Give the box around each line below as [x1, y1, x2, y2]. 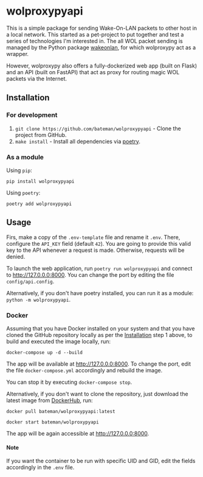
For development [6, 111, 58, 119]
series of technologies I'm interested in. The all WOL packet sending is [6, 37, 184, 44]
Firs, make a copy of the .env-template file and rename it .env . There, [6, 233, 181, 241]
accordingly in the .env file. [6, 464, 75, 471]
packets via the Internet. [6, 75, 67, 82]
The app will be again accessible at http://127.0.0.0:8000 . [6, 430, 150, 437]
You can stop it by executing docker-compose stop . [6, 378, 132, 386]
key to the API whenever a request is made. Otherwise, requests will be [6, 246, 185, 254]
